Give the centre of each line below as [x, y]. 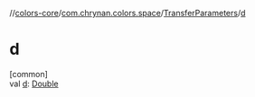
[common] [28, 74]
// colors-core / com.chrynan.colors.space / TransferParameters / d [127, 13]
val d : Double [34, 84]
